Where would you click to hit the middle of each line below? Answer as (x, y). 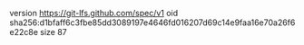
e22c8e (24, 32)
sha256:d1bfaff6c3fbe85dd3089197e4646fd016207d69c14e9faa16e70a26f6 (152, 22)
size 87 (53, 32)
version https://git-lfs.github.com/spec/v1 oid (94, 13)
